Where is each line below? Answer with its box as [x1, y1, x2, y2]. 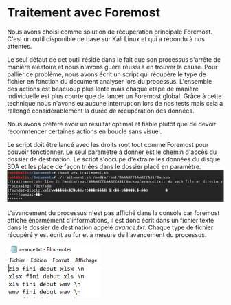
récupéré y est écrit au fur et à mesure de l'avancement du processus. [7, 231, 207, 239]
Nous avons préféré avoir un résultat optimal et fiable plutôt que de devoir [7, 120, 217, 128]
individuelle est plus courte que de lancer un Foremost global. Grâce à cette [7, 91, 222, 100]
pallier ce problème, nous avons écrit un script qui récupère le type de [7, 70, 206, 78]
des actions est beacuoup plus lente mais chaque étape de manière [7, 84, 199, 93]
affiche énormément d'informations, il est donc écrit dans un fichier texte [7, 216, 214, 225]
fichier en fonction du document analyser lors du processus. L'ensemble [7, 77, 212, 85]
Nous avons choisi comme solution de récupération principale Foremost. [7, 27, 213, 36]
